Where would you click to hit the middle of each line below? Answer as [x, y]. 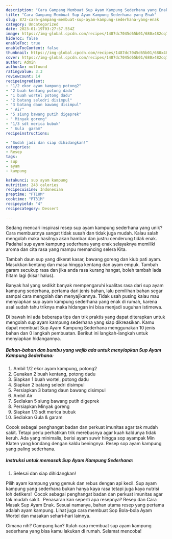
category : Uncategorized [32, 24]
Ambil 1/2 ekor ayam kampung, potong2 [55, 368]
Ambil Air [23, 395]
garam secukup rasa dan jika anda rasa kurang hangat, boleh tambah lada [84, 270]
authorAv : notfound [27, 67]
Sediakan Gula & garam [38, 417]
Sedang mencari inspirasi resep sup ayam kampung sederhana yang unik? [84, 227]
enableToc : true [23, 43]
